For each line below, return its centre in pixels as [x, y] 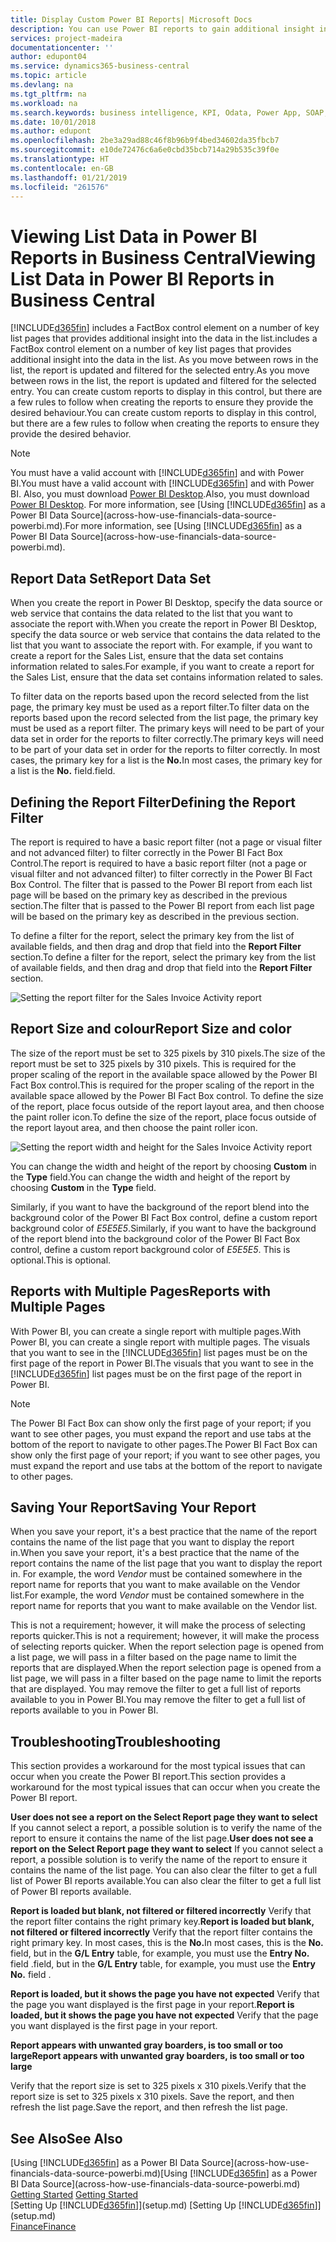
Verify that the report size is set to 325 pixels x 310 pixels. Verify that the [158, 2086]
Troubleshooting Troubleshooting [116, 1741]
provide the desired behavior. [71, 434]
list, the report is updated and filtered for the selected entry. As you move [160, 370]
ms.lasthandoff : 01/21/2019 [69, 177]
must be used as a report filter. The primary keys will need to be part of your [167, 728]
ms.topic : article [48, 76]
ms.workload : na [44, 103]
